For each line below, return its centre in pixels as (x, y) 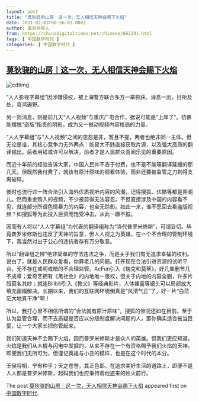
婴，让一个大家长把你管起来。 (42, 326)
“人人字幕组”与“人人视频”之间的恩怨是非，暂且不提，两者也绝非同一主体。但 (99, 137)
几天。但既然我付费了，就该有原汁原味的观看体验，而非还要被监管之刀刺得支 (99, 172)
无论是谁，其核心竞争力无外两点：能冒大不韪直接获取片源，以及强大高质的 (97, 144)
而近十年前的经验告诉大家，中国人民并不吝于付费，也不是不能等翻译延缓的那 (99, 164)
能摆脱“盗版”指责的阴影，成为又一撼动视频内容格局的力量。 (78, 124)
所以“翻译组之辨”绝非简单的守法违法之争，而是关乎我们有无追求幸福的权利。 (99, 254)
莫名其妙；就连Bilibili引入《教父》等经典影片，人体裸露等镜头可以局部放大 (101, 283)
